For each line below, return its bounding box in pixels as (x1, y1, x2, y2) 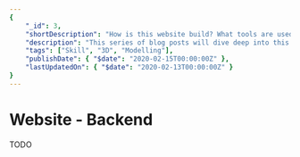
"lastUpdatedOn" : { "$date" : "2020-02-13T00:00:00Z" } (25, 63, 234, 72)
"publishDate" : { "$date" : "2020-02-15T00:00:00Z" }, (25, 54, 229, 63)
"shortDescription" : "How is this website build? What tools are (25, 29, 274, 38)
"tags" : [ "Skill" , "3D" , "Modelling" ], (25, 46, 174, 55)
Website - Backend (9, 109, 154, 129)
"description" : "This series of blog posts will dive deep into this (25, 37, 290, 47)
